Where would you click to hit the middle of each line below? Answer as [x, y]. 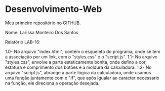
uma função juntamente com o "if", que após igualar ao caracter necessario [82, 78]
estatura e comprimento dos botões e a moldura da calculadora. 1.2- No [78, 67]
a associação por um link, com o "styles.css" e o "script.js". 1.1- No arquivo [81, 57]
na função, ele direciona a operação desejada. [52, 83]
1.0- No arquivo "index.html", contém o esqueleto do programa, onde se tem [83, 51]
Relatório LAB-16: [23, 42]
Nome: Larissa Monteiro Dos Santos [42, 32]
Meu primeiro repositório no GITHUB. [43, 23]
